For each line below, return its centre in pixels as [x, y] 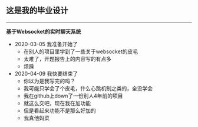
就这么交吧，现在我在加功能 [57, 103]
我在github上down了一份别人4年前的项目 [73, 96]
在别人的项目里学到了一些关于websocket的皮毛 [81, 51]
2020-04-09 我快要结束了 [46, 73]
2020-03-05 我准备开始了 [46, 44]
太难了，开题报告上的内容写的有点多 [67, 58]
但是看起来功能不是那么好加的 [60, 110]
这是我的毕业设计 [37, 11]
